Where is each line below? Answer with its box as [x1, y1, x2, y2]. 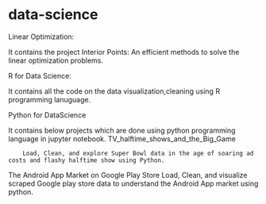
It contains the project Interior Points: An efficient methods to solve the [8, 47, 240, 56]
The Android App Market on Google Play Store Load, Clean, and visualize [8, 170, 248, 179]
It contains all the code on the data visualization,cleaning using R [8, 86, 221, 96]
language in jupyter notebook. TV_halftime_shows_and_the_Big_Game [8, 133, 236, 144]
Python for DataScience [8, 110, 87, 120]
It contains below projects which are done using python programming [8, 125, 236, 135]
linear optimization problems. [8, 56, 103, 65]
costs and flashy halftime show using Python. [8, 156, 165, 164]
